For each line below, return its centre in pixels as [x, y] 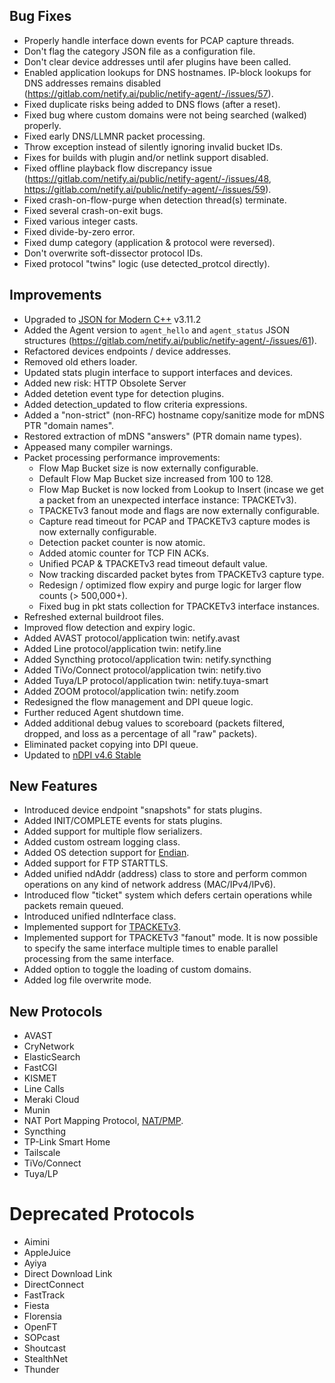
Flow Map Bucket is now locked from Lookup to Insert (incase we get [181, 489]
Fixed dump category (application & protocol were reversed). [149, 242]
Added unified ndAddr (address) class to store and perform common [165, 874]
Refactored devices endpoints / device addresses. [127, 351]
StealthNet [46, 1359]
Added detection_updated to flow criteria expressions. [135, 404]
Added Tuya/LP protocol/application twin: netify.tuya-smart [146, 680]
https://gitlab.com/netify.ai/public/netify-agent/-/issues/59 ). [147, 189]
